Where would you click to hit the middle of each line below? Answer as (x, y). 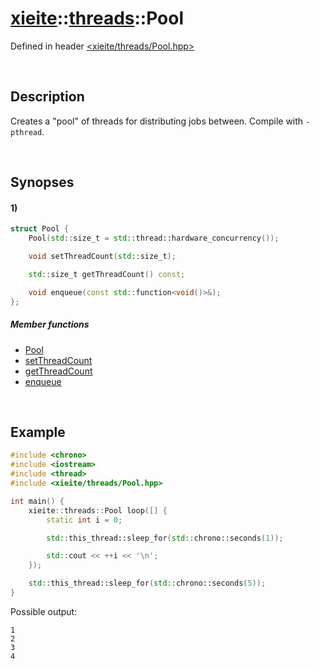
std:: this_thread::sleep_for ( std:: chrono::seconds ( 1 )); (165, 538)
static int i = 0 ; (84, 520)
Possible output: (44, 611)
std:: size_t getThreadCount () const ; (107, 274)
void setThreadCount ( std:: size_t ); (102, 257)
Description (47, 97)
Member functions (50, 324)
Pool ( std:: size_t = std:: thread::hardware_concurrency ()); (154, 238)
